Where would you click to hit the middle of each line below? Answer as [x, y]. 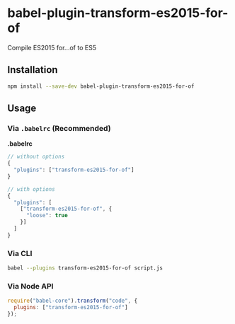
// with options [31, 189]
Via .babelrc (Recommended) [59, 128]
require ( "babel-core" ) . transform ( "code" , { [73, 301]
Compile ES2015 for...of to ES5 [52, 47]
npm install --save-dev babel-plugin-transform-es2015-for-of [101, 86]
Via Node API [30, 286]
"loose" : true [47, 216]
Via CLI [20, 253]
